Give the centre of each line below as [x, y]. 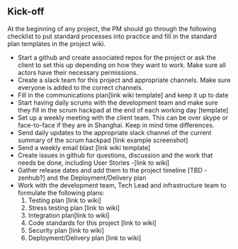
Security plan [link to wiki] [66, 230]
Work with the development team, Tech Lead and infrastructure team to [122, 185]
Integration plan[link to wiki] [69, 215]
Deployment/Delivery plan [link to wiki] [85, 238]
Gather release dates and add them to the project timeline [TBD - [112, 170]
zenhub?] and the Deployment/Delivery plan [82, 178]
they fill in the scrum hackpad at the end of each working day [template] [123, 110]
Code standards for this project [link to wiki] [92, 223]
